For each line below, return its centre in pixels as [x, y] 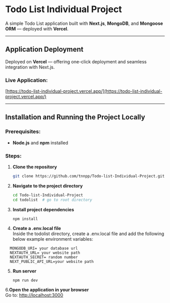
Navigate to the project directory [48, 185]
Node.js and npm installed [40, 142]
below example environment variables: [53, 239]
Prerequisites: [23, 132]
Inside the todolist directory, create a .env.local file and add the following [88, 234]
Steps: [13, 156]
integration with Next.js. [30, 67]
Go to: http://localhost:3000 [34, 295]
